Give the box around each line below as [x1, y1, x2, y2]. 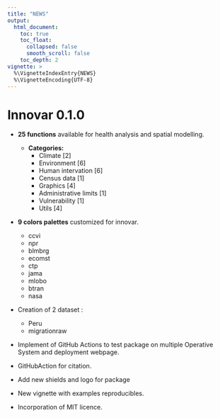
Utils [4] [38, 204, 62, 213]
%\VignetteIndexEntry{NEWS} [13, 69, 97, 77]
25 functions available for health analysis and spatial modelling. [17, 130, 204, 139]
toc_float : [20, 37, 52, 44]
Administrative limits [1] [38, 189, 107, 198]
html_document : [13, 23, 59, 30]
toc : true [20, 30, 50, 38]
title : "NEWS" [7, 10, 50, 18]
